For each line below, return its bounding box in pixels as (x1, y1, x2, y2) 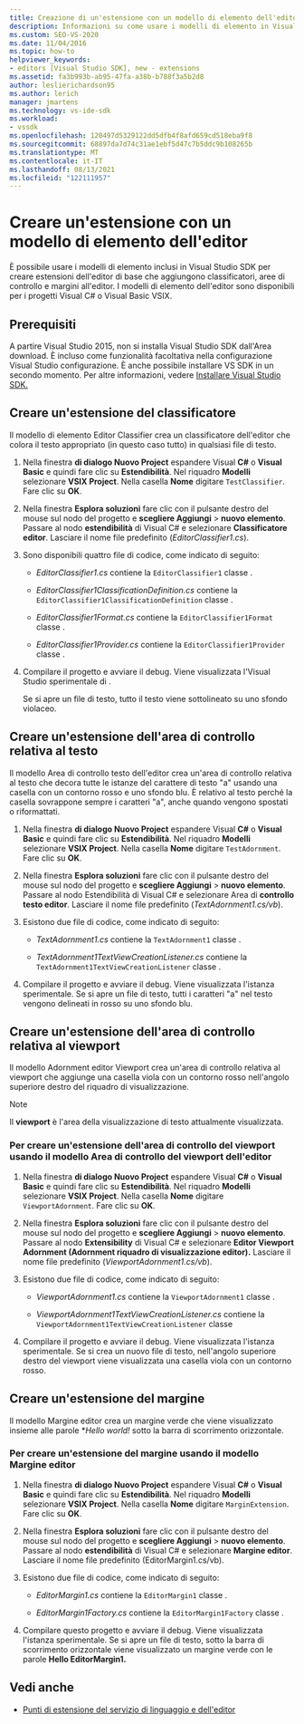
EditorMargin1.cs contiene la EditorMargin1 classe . (35, 1589, 228, 1600)
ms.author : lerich (9, 89, 79, 98)
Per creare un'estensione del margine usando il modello (9, 1447, 260, 1459)
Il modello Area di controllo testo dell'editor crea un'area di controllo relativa (9, 767, 292, 778)
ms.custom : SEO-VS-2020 (9, 30, 100, 39)
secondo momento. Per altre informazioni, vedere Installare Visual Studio (9, 370, 281, 380)
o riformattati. (9, 805, 61, 816)
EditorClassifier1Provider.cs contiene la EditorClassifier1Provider (35, 639, 286, 650)
